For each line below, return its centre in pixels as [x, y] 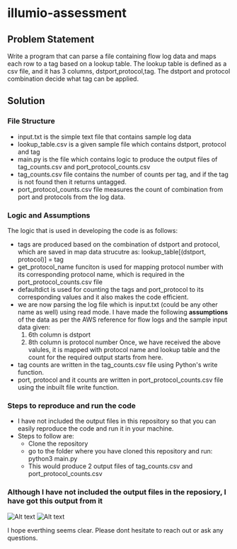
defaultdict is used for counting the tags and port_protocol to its [110, 289]
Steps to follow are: [46, 436]
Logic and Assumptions [49, 215]
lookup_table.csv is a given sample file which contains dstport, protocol [122, 144]
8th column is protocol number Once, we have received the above [124, 342]
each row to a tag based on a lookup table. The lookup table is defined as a [117, 64]
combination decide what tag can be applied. [73, 79]
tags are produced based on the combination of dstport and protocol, [119, 244]
